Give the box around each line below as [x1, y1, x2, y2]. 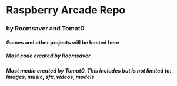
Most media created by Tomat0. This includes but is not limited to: [6, 67, 172, 74]
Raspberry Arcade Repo [6, 4, 126, 17]
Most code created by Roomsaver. [6, 52, 92, 59]
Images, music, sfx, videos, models [6, 73, 95, 80]
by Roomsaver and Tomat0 [6, 25, 85, 33]
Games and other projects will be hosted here [6, 39, 119, 46]
